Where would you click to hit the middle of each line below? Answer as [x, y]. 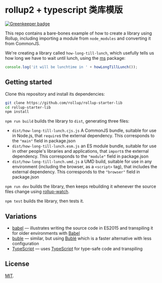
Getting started [29, 82]
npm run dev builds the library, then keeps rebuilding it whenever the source [81, 186]
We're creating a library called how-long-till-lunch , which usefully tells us [80, 53]
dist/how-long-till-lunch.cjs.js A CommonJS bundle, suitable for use [84, 131]
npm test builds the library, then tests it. [44, 201]
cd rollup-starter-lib [28, 107]
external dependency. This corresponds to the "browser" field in [76, 172]
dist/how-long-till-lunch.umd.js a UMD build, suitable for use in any [82, 161]
